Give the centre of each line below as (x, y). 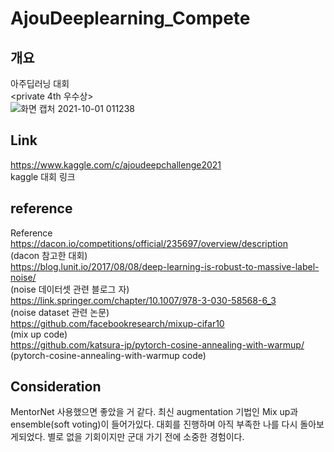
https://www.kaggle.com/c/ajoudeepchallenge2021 (116, 164)
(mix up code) (39, 334)
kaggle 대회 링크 (43, 176)
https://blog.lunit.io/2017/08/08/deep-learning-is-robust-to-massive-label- (165, 266)
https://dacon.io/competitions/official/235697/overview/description (149, 243)
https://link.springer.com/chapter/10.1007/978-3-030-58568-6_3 (143, 300)
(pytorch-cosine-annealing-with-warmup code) (108, 355)
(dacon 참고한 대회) (49, 255)
